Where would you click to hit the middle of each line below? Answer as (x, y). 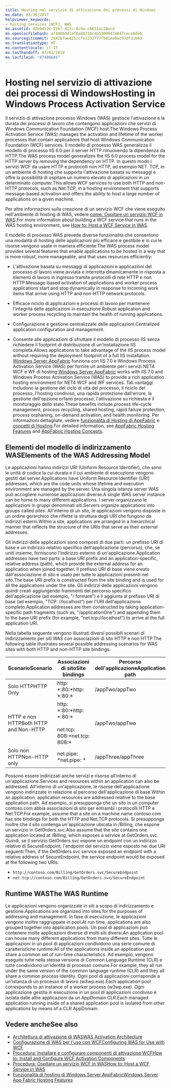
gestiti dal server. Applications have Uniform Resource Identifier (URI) (78, 478)
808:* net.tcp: (73, 736)
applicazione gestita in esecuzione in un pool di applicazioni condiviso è (81, 992)
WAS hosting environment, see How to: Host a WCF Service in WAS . (77, 225)
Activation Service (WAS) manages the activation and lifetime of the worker (84, 134)
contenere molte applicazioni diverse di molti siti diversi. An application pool (84, 933)
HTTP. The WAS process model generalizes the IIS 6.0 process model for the (85, 156)
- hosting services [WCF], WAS (38, 24)
